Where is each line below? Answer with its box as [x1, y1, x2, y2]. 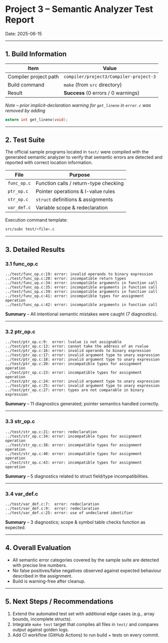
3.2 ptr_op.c [5, 328, 36, 335]
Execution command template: [5, 217, 68, 223]
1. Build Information [5, 50, 67, 58]
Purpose [69, 171, 90, 178]
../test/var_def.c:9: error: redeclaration [5, 506, 99, 511]
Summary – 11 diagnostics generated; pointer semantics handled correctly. [5, 401, 159, 407]
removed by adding [5, 107, 45, 113]
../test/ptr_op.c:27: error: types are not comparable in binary [5, 387, 144, 393]
